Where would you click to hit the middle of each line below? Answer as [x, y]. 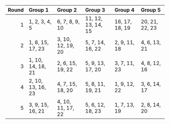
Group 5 [151, 10]
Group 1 [39, 10]
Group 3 [95, 10]
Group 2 [67, 10]
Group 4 [125, 10]
